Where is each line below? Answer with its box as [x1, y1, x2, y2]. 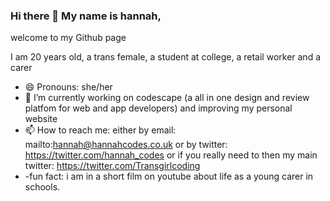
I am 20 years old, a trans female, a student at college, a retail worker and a [10, 51, 322, 63]
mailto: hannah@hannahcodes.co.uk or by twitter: [24, 139, 228, 151]
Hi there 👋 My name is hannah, [10, 9, 162, 23]
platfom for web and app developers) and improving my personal [24, 102, 293, 114]
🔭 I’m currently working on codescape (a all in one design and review [24, 92, 310, 104]
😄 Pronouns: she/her [24, 81, 113, 93]
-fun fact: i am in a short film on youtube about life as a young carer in [24, 170, 314, 183]
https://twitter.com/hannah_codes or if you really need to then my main [24, 149, 318, 161]
